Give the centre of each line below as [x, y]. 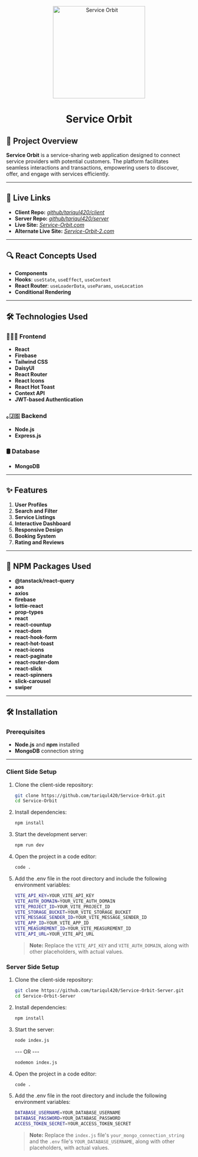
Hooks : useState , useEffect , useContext [63, 279]
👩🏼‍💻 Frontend [26, 336]
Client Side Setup [32, 772]
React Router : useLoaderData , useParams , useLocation [79, 285]
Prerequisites [26, 732]
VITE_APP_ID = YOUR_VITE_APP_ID [52, 923]
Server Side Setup [33, 967]
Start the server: [34, 1029]
